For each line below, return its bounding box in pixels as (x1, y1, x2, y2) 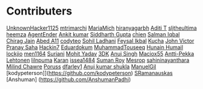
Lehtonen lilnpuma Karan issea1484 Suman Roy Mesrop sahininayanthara (6, 56, 190, 64)
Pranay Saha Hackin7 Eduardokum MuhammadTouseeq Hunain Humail (6, 44, 184, 51)
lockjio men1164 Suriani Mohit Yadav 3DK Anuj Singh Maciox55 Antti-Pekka (6, 50, 195, 57)
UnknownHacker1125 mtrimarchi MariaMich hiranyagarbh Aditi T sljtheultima (6, 24, 197, 31)
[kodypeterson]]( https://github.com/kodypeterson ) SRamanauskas (6, 69, 173, 76)
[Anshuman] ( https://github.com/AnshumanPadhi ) (6, 76, 131, 83)
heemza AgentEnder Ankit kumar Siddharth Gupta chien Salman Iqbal (6, 30, 180, 38)
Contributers (6, 4, 73, 18)
